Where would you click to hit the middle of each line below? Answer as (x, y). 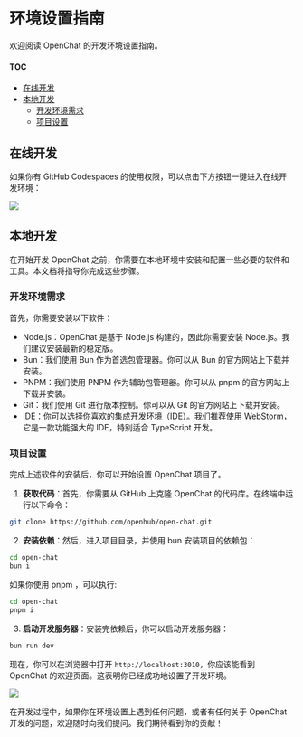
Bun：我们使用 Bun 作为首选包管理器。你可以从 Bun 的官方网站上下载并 (156, 360)
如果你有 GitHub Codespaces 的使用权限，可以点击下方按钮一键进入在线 (144, 176)
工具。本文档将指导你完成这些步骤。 (77, 270)
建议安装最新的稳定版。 (74, 348)
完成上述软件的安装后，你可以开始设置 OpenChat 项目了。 (118, 475)
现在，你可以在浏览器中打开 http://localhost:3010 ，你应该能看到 (133, 664)
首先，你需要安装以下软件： (61, 318)
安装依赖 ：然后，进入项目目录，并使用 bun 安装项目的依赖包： (139, 541)
